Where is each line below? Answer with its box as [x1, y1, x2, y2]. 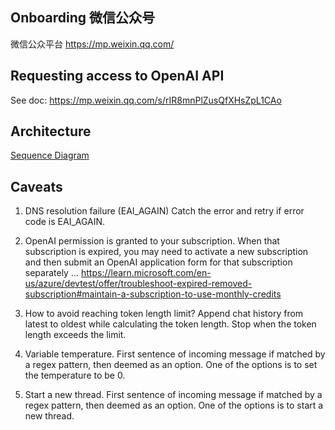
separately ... [24, 267, 80, 279]
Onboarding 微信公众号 [10, 9, 156, 27]
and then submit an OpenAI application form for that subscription [24, 256, 293, 268]
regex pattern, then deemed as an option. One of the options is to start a [24, 399, 324, 412]
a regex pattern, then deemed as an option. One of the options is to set [24, 359, 318, 371]
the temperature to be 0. [24, 369, 126, 382]
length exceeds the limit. [24, 329, 127, 341]
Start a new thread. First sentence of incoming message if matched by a [24, 389, 323, 401]
